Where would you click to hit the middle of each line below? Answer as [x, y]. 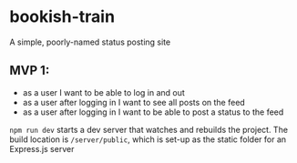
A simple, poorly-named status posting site [90, 42]
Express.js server [42, 148]
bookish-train [62, 17]
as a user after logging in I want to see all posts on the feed [134, 102]
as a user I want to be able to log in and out [103, 92]
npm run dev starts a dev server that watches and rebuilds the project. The [149, 129]
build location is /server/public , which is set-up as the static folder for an [148, 139]
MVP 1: [30, 71]
